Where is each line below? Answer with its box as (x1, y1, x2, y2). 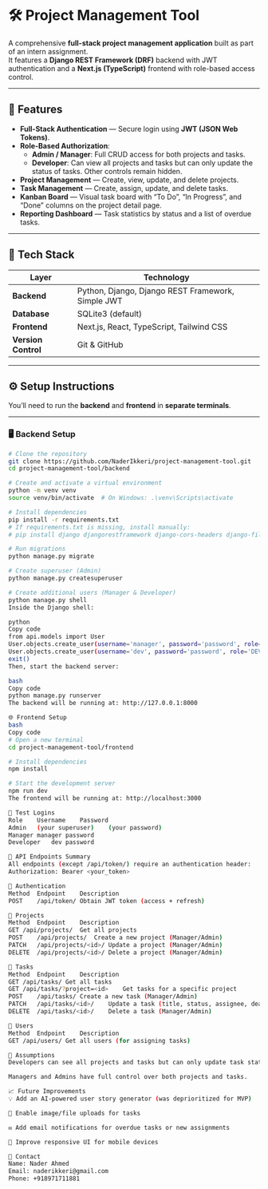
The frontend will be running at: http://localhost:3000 (8, 795, 202, 803)
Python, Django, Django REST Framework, (77, 285, 235, 296)
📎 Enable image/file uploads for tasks (8, 1109, 141, 1117)
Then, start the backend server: (8, 662, 120, 671)
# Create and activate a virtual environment (8, 479, 162, 487)
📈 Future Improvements (8, 1088, 86, 1096)
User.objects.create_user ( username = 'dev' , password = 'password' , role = (8, 648, 248, 656)
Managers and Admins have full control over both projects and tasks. (8, 1073, 248, 1081)
